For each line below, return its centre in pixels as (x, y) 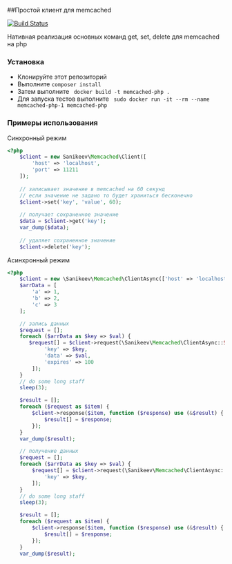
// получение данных (49, 451)
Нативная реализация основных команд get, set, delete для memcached (113, 37)
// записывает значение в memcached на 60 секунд (93, 189)
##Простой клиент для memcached (59, 10)
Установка (26, 61)
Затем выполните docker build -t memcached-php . (94, 92)
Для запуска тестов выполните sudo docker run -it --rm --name (113, 99)
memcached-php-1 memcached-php (62, 106)
